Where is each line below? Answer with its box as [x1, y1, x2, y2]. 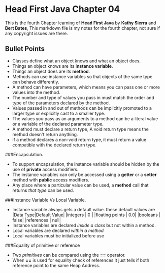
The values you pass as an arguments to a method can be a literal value [12, 115, 158, 122]
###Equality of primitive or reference [5, 242, 80, 248]
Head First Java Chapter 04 [5, 3, 120, 15]
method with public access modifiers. [12, 177, 90, 182]
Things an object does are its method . [12, 68, 90, 74]
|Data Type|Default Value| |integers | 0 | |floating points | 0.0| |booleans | [12, 212, 161, 218]
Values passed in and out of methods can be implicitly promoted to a [12, 105, 152, 111]
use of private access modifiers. [12, 166, 79, 172]
